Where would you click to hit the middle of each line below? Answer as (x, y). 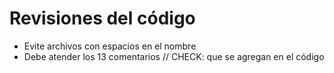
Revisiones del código (102, 18)
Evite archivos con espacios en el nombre (110, 46)
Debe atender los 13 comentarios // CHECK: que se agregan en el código (174, 56)
